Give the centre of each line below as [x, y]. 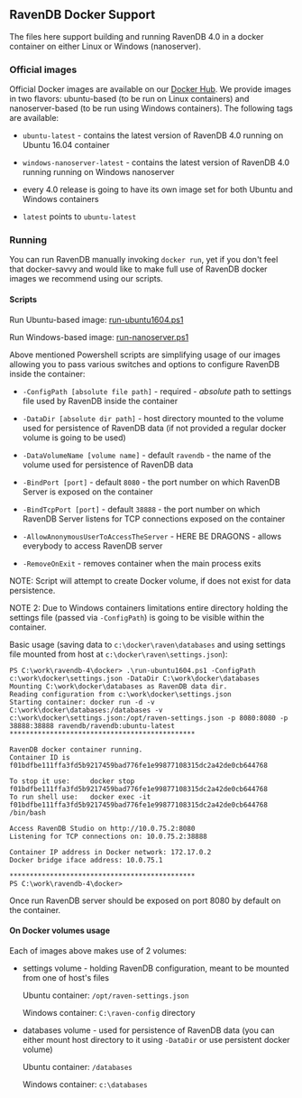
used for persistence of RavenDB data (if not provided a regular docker [154, 428]
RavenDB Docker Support [82, 15]
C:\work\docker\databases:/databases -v [87, 710]
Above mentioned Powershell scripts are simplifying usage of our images [145, 355]
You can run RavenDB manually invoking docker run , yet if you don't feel [144, 260]
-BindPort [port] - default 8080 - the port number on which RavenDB [151, 482]
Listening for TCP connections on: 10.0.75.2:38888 [108, 836]
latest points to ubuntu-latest [79, 217]
